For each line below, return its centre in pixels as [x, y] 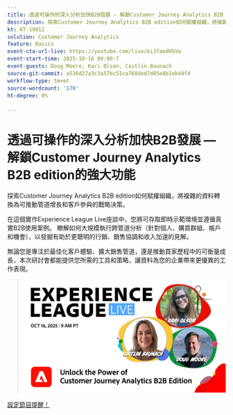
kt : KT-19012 [26, 29]
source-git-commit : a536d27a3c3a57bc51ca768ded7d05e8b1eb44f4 [99, 73]
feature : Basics [31, 44]
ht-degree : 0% [28, 95]
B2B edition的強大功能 [71, 175]
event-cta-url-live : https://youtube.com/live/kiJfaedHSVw [94, 52]
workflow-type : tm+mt [38, 81]
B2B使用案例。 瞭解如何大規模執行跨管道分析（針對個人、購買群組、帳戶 [117, 228]
